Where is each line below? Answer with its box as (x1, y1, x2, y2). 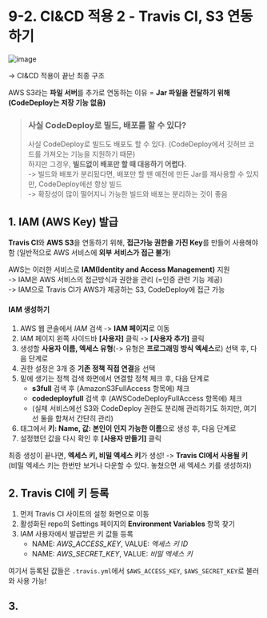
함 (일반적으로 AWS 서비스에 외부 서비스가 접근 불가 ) (8, 248, 172, 257)
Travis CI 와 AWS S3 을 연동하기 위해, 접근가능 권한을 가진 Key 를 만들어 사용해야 (8, 237, 258, 248)
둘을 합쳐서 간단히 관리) (40, 413, 114, 424)
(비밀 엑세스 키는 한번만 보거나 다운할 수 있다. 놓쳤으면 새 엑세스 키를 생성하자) (8, 461, 252, 470)
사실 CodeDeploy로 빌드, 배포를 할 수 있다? (27, 119, 186, 130)
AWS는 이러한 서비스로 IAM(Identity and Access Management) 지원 (8, 265, 230, 274)
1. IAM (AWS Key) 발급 (8, 215, 118, 229)
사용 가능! (16, 576, 47, 586)
